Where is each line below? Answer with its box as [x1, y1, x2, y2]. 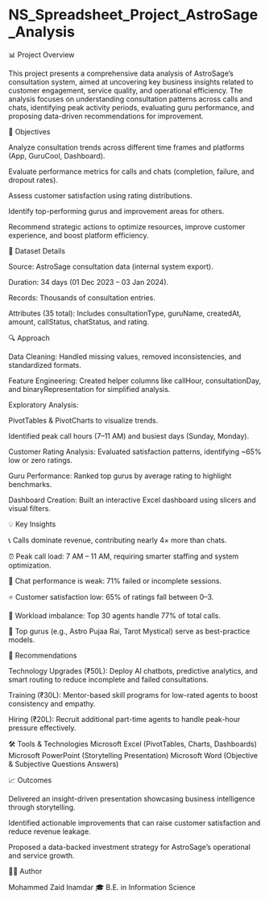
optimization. [8, 560, 52, 570]
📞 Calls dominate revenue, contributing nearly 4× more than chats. [8, 535, 227, 545]
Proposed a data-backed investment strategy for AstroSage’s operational [8, 842, 251, 852]
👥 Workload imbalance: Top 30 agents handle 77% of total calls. [8, 610, 221, 621]
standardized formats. [8, 360, 82, 369]
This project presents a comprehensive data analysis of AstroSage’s [8, 68, 234, 78]
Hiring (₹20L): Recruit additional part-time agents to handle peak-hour [8, 714, 241, 724]
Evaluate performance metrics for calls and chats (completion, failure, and [8, 167, 255, 176]
